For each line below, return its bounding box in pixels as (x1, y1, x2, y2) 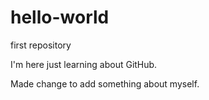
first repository (10, 39, 72, 51)
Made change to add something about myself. (10, 77, 200, 90)
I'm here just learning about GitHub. (10, 58, 158, 70)
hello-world (10, 6, 110, 29)
